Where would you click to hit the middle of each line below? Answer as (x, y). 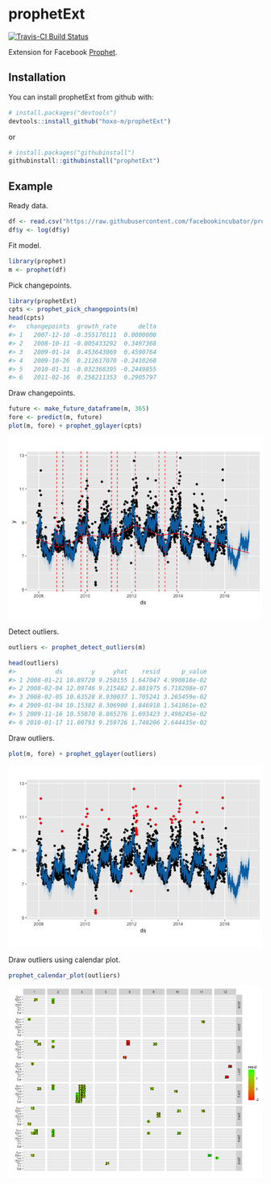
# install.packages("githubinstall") (72, 153)
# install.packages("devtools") (63, 113)
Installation (37, 78)
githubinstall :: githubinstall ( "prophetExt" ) (84, 161)
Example (31, 186)
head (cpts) (27, 318)
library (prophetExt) (43, 301)
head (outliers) (34, 663)
